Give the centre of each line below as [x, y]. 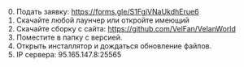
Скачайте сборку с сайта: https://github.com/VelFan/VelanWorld [126, 29]
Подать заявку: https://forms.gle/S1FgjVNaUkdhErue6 [107, 12]
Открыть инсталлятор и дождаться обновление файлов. [114, 46]
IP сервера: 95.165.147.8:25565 [69, 54]
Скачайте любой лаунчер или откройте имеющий [102, 20]
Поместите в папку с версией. [69, 37]
